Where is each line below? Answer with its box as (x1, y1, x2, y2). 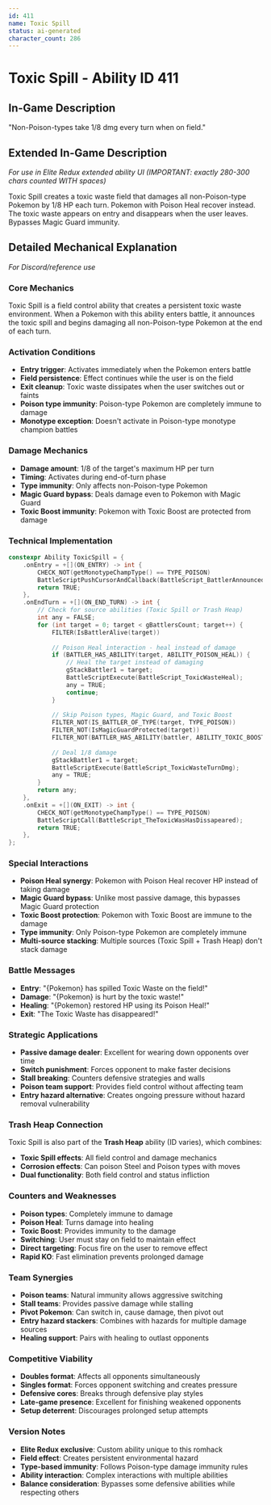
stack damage (19, 945, 68, 954)
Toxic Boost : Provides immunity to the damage (19, 1226, 177, 1235)
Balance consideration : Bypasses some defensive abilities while (19, 1478, 236, 1488)
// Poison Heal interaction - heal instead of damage (51, 644, 236, 652)
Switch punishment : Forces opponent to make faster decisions (19, 1065, 231, 1075)
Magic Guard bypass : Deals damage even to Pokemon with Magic (19, 489, 241, 499)
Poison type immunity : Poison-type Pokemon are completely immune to (19, 399, 262, 409)
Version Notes (8, 1426, 66, 1437)
